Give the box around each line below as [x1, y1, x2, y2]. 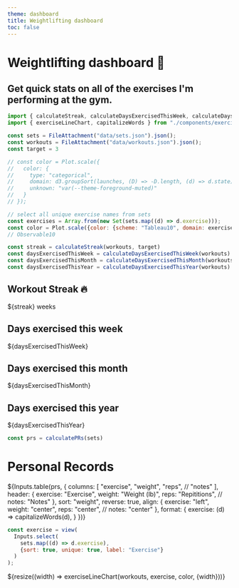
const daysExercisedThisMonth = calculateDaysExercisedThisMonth [7, 257, 205, 264]
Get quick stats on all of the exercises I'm [7, 83, 194, 95]
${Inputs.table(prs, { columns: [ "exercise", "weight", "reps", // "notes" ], [7, 482, 219, 490]
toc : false [7, 24, 40, 31]
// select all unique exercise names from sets [7, 211, 152, 218]
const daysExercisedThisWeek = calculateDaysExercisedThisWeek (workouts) [7, 250, 231, 257]
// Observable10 [7, 231, 55, 238]
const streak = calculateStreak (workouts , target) [7, 244, 161, 251]
